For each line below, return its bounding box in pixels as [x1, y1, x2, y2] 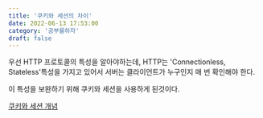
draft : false [8, 34, 52, 43]
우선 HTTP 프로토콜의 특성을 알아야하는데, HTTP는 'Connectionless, [8, 57, 226, 67]
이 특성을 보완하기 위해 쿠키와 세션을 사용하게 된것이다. [8, 84, 180, 94]
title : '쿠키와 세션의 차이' [8, 11, 92, 20]
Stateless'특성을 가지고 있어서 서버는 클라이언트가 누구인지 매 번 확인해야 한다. [8, 67, 256, 77]
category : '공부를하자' [8, 26, 80, 35]
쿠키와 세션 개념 [8, 101, 59, 111]
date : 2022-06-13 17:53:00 [8, 19, 99, 27]
